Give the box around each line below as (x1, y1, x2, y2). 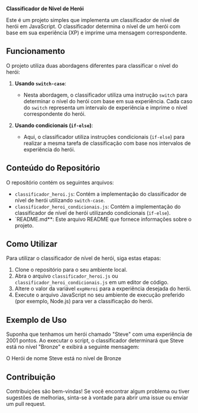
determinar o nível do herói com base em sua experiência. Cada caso (23, 97, 193, 104)
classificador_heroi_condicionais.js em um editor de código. (14, 279, 169, 286)
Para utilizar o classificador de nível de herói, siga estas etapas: (6, 255, 161, 262)
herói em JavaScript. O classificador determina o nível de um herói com (6, 23, 181, 30)
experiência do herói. (23, 145, 76, 153)
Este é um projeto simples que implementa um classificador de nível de (6, 17, 180, 23)
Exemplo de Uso (6, 314, 67, 325)
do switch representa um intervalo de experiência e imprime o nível (23, 104, 188, 111)
